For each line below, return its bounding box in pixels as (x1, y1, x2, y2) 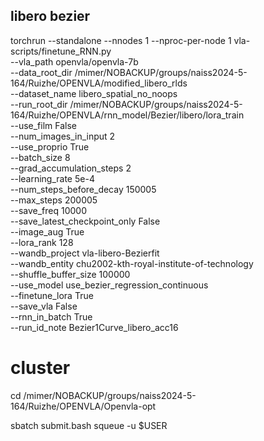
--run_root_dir (10, 98, 68, 110)
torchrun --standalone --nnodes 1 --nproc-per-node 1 (10, 34, 232, 46)
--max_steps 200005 (10, 194, 98, 206)
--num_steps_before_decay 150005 (10, 183, 157, 195)
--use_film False (10, 119, 77, 131)
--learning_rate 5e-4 (10, 172, 95, 184)
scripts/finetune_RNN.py (10, 45, 112, 57)
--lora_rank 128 (10, 236, 74, 248)
